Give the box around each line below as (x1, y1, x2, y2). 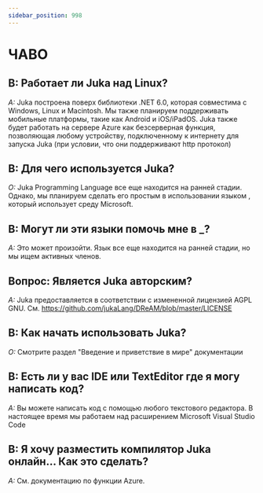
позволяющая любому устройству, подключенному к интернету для (8, 131, 239, 140)
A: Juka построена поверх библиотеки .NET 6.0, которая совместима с (8, 97, 247, 107)
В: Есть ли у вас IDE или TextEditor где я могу (8, 370, 240, 384)
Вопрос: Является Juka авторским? (8, 274, 192, 288)
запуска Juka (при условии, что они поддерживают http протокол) (8, 139, 232, 149)
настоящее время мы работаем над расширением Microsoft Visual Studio (8, 411, 255, 421)
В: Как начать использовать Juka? (8, 326, 187, 340)
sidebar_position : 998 (8, 11, 82, 20)
